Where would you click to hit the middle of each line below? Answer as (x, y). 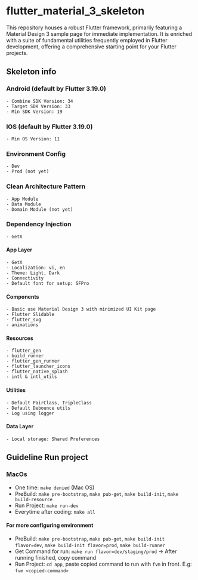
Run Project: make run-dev (47, 505)
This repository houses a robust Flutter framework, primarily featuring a (94, 27)
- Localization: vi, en (36, 268)
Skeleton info (31, 72)
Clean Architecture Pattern (46, 186)
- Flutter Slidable (30, 315)
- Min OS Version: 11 (33, 139)
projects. (17, 53)
